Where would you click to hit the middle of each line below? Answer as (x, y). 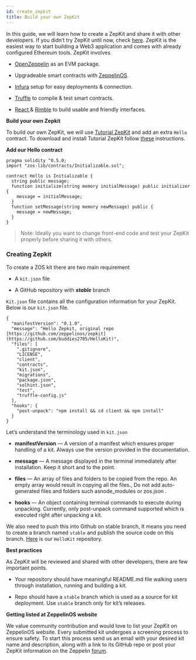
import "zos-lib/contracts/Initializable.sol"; (65, 166)
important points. (27, 568)
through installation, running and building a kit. (71, 585)
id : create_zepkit (28, 11)
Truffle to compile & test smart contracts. (64, 98)
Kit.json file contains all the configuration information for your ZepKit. (91, 301)
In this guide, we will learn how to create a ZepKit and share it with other (93, 33)
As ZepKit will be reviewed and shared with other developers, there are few (97, 561)
